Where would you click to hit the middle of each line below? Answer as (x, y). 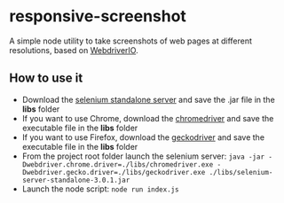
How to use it (46, 78)
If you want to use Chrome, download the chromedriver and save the (148, 118)
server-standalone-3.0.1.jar (76, 180)
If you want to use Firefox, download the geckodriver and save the (143, 137)
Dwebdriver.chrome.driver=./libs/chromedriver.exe (118, 164)
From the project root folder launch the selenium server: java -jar (143, 156)
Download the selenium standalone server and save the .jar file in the (148, 99)
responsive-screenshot (98, 16)
